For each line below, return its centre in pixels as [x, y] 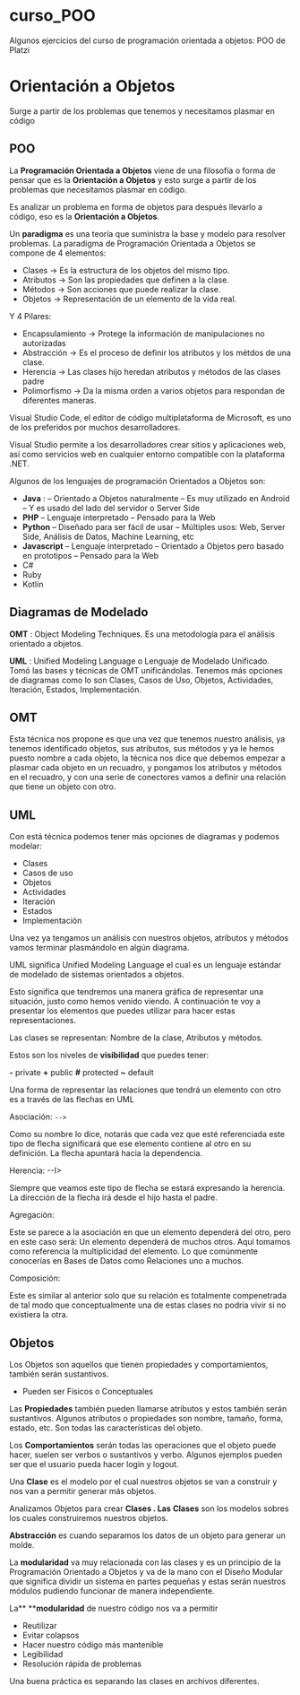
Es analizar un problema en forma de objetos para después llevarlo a [136, 206]
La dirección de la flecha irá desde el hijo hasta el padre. [113, 1197]
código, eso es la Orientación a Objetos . [84, 216]
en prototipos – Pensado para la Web [90, 555]
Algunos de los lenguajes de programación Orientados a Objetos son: [137, 481]
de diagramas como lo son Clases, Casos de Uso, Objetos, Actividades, [141, 680]
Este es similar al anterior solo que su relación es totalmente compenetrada [148, 1296]
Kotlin [33, 584]
